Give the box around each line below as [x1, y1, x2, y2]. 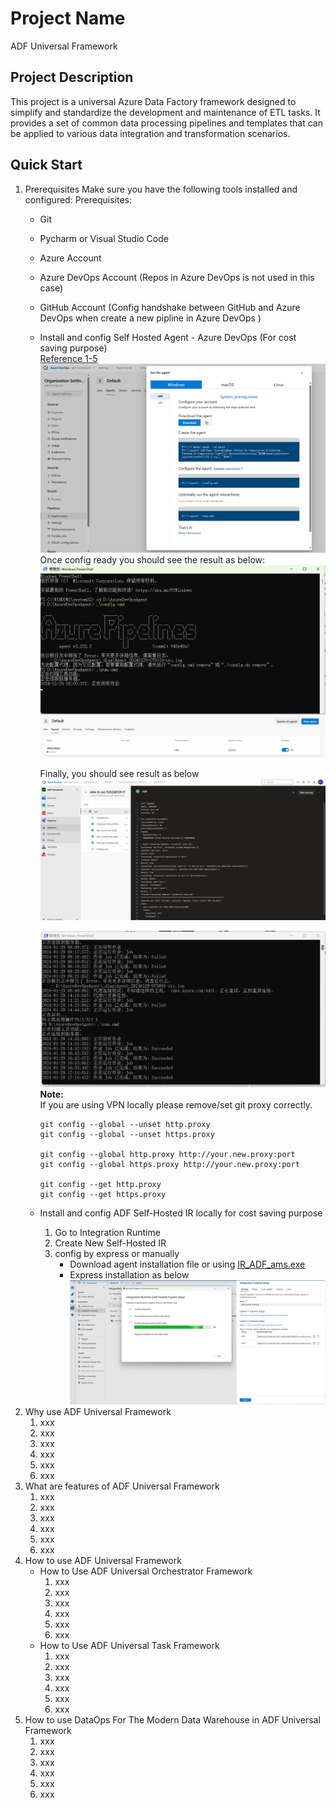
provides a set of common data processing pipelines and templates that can [10, 117, 323, 129]
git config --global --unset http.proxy [39, 1119, 211, 1129]
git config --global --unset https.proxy [39, 1129, 215, 1139]
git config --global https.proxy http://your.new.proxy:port [39, 1159, 300, 1169]
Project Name [10, 7, 126, 30]
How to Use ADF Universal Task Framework [39, 1640, 220, 1652]
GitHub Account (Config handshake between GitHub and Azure [39, 301, 301, 313]
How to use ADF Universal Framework [24, 1555, 182, 1567]
